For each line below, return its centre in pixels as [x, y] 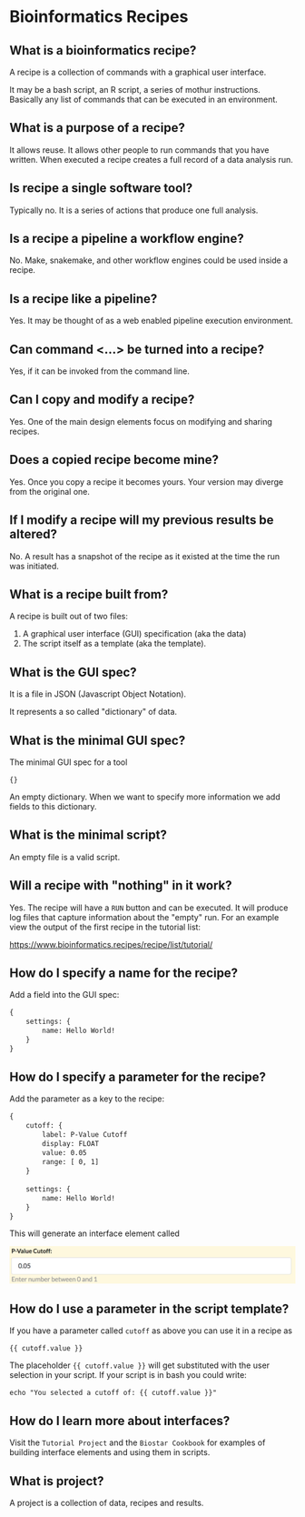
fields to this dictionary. [53, 806]
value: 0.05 [65, 1153]
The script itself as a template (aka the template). [114, 644]
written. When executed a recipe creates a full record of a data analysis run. [151, 159]
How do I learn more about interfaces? [120, 1421]
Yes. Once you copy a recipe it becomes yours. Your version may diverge [147, 482]
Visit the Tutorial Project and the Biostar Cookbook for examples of [138, 1442]
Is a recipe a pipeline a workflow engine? [127, 239]
